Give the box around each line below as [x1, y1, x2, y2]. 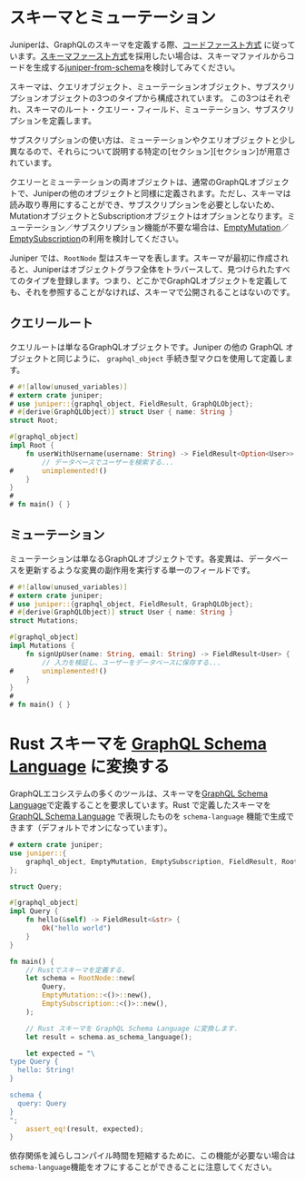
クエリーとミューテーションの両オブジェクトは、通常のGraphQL [9, 176, 250, 187]
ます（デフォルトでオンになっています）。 [16, 822, 172, 832]
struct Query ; [9, 881, 64, 891]
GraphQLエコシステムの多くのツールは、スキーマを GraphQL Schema [9, 788, 269, 799]
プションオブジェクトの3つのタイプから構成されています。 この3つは [9, 92, 268, 103]
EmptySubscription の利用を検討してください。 [9, 232, 184, 244]
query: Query [17, 1098, 67, 1107]
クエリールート [9, 316, 93, 331]
